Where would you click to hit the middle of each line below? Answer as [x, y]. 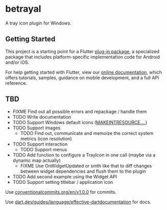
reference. [16, 83]
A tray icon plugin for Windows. [38, 23]
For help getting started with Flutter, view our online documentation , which [84, 72]
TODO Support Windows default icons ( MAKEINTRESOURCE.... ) [80, 122]
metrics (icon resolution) [46, 138]
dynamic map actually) [37, 160]
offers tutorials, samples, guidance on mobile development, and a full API [82, 78]
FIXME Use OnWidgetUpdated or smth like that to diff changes [86, 166]
